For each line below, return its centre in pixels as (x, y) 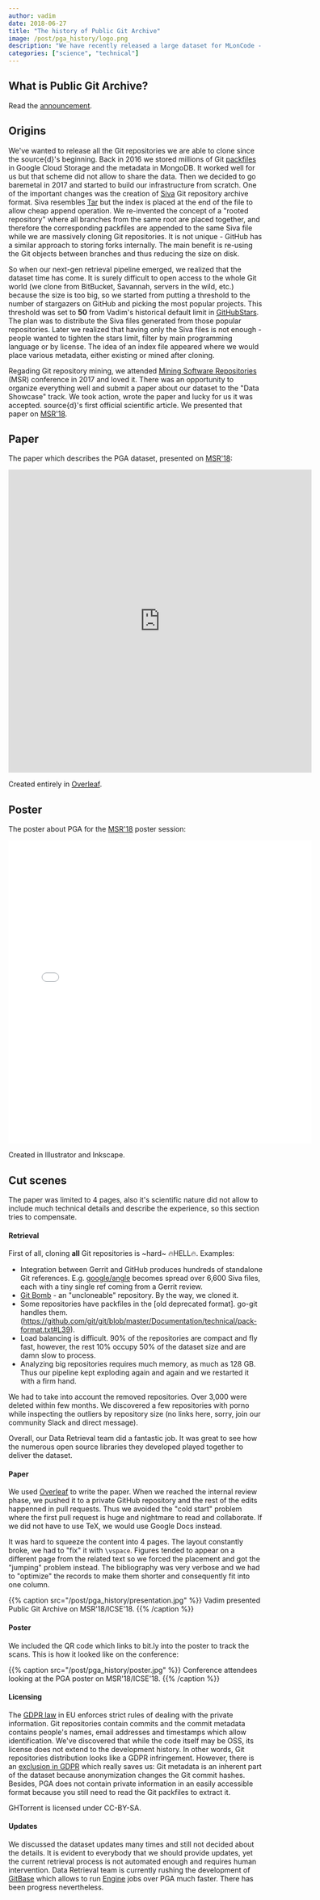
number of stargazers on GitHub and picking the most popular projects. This (135, 303)
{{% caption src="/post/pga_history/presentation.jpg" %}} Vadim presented (135, 1600)
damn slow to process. (58, 1355)
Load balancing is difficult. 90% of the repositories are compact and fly (139, 1338)
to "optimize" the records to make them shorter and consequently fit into (129, 1576)
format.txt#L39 (45, 1329)
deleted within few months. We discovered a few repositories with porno (129, 1405)
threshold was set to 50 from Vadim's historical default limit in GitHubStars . (134, 312)
